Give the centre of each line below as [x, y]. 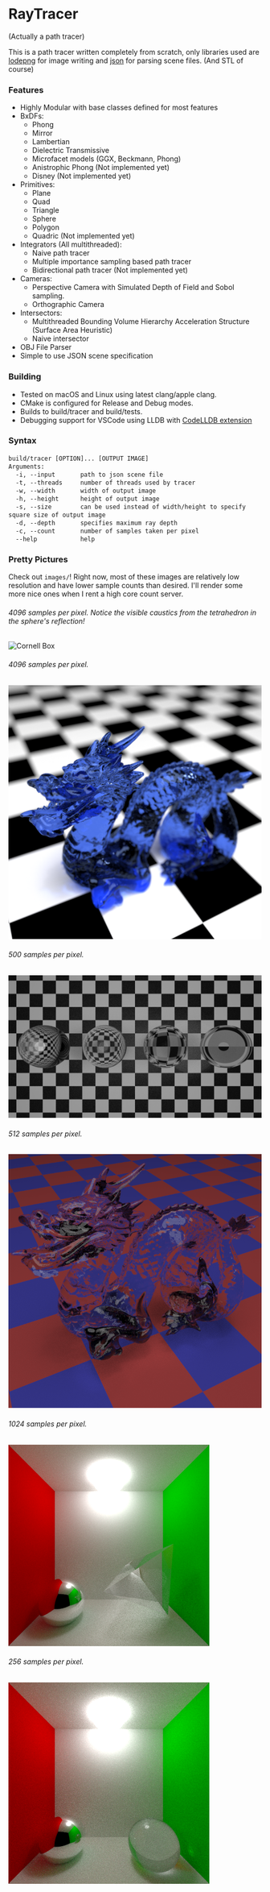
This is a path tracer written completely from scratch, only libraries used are [134, 52]
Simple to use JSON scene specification [86, 356]
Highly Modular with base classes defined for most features [119, 108]
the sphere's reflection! [47, 620]
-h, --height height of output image [88, 499]
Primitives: [37, 185]
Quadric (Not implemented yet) [83, 236]
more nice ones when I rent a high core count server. [96, 594]
